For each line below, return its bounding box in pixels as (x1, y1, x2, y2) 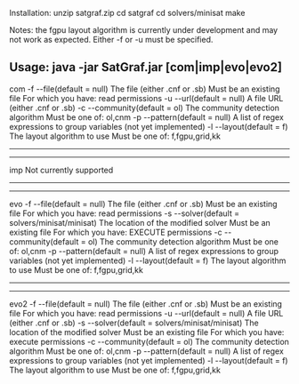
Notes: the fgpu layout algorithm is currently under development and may (9, 25, 279, 35)
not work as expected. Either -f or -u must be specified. (9, 35, 214, 44)
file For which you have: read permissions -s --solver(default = (9, 208, 240, 219)
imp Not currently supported (9, 164, 114, 175)
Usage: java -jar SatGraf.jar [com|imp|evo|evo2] (9, 60, 283, 75)
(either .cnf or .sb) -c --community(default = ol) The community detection (9, 102, 280, 113)
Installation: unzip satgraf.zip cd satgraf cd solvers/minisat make (9, 8, 246, 18)
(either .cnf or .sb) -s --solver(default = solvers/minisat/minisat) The (9, 317, 260, 328)
